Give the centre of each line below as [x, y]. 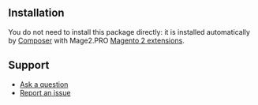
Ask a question [44, 84]
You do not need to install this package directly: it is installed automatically [129, 32]
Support [29, 65]
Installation [36, 13]
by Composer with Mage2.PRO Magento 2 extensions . [97, 40]
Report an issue [45, 92]
